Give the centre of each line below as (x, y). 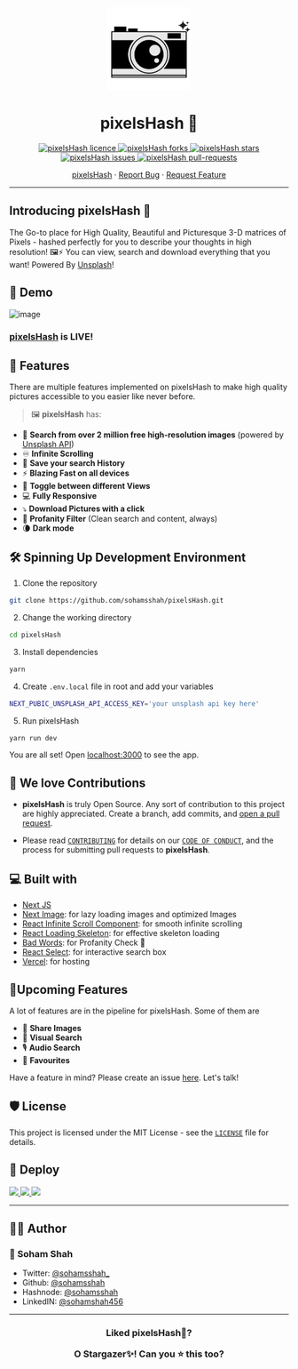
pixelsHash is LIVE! (51, 337)
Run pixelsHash (51, 721)
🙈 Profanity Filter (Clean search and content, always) (120, 519)
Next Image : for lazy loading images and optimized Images (129, 915)
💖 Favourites (46, 1060)
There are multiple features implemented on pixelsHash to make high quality (149, 387)
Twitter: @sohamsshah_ (66, 1273)
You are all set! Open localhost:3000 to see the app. (104, 755)
